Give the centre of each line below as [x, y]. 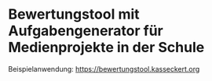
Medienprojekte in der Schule [106, 48]
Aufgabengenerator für [86, 31]
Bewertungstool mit [74, 14]
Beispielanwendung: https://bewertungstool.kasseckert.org [104, 69]
